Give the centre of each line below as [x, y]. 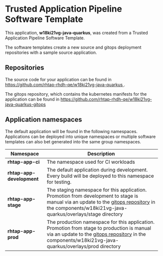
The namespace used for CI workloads [91, 162]
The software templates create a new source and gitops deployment [73, 47]
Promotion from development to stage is [92, 196]
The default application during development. [97, 170]
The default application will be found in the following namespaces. [71, 131]
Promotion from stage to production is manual [99, 228]
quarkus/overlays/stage [74, 214]
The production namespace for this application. [101, 222]
